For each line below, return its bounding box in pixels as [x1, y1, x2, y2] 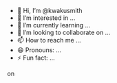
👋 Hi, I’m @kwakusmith [17, 7, 83, 14]
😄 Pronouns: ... [17, 46, 62, 54]
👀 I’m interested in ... [17, 14, 76, 22]
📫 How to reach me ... [17, 36, 81, 44]
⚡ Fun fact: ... [17, 54, 55, 62]
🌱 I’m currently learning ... [17, 21, 91, 29]
